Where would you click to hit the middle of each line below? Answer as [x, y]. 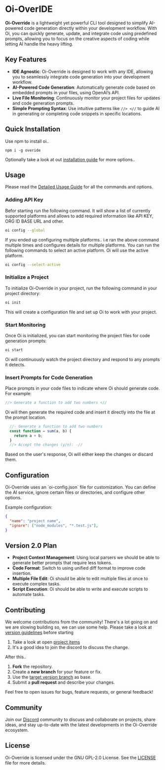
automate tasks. [29, 594]
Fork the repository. [32, 667]
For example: [19, 394]
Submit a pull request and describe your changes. [63, 682]
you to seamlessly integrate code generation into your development [81, 77]
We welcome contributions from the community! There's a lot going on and [82, 622]
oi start [14, 350]
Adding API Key [24, 200]
